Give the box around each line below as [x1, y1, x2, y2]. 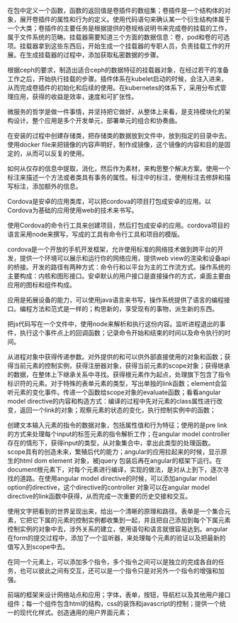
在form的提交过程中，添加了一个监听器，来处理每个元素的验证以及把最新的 [7, 533, 226, 542]
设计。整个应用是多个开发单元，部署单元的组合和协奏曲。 [13, 117, 181, 124]
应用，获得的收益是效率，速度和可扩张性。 [13, 92, 138, 101]
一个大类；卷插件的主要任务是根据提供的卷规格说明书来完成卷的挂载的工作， [7, 24, 231, 32]
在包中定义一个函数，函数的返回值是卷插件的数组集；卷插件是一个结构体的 [7, 6, 225, 14]
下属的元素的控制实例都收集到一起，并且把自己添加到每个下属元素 [38, 516, 231, 524]
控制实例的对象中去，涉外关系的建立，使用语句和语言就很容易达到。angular [7, 525, 228, 533]
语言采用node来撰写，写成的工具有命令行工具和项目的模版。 [7, 230, 184, 238]
